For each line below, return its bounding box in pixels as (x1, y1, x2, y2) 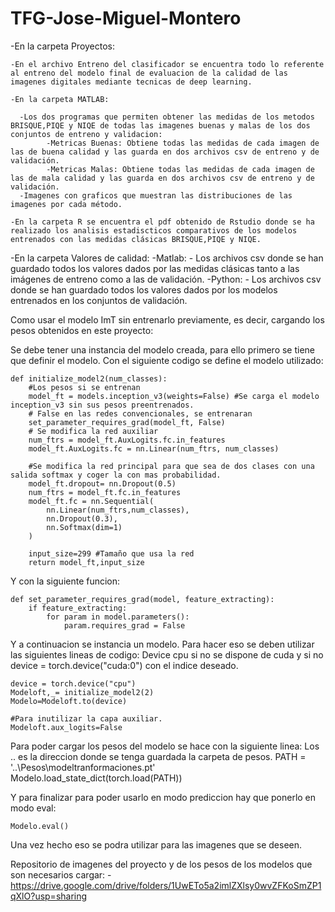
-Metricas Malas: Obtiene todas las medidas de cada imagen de (46, 164, 315, 174)
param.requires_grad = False (63, 620, 186, 631)
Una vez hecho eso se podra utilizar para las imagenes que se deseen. (10, 838, 303, 851)
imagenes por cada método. (10, 199, 123, 209)
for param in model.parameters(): (46, 612, 190, 622)
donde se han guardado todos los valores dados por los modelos (10, 283, 278, 296)
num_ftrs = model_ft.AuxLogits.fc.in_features (28, 435, 226, 445)
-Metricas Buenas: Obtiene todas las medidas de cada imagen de (46, 138, 320, 148)
